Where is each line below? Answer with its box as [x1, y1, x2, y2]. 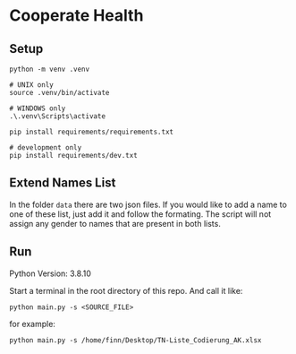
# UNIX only [9, 81, 54, 90]
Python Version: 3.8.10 [9, 268, 92, 279]
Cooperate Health [9, 5, 144, 26]
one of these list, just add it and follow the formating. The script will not [9, 208, 272, 220]
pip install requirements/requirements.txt [9, 127, 174, 136]
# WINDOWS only [9, 104, 66, 113]
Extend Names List [9, 176, 116, 191]
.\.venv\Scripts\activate [9, 112, 106, 121]
